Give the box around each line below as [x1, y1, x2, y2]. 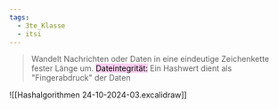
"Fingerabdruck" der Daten [30, 73, 131, 83]
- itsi [17, 29, 42, 38]
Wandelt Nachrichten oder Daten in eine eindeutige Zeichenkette [30, 54, 270, 65]
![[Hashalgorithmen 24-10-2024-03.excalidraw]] [9, 90, 187, 100]
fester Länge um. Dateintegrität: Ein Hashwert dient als [30, 63, 233, 74]
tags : [9, 12, 29, 22]
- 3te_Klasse [17, 21, 66, 30]
